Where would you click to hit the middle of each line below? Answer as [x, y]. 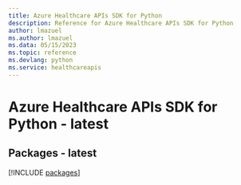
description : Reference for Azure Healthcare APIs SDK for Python [121, 23]
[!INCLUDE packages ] [44, 172]
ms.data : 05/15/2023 [43, 45]
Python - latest [59, 124]
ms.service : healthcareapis [55, 68]
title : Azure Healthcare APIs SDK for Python [85, 16]
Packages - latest [53, 154]
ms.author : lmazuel [41, 38]
